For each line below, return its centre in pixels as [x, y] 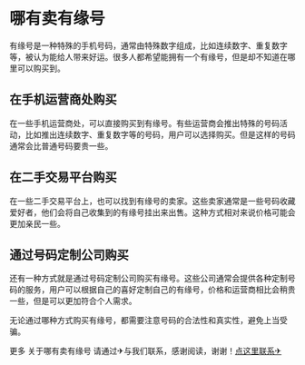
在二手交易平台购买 [63, 178]
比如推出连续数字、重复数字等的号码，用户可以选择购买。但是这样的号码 [160, 134]
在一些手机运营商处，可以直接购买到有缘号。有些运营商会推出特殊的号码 [144, 123]
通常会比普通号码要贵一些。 [61, 145]
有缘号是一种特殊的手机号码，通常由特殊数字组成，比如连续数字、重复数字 [148, 45]
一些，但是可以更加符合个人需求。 [73, 301]
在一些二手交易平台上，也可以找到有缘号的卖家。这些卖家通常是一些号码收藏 [152, 201]
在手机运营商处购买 [63, 99]
